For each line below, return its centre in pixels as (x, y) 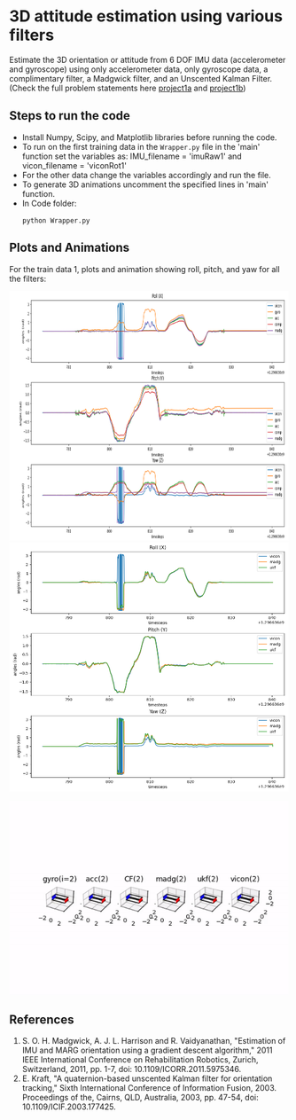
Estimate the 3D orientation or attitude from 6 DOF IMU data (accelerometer (148, 59)
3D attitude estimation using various (146, 16)
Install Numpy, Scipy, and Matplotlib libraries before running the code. (149, 137)
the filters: (28, 278)
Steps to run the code (70, 116)
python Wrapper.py (56, 220)
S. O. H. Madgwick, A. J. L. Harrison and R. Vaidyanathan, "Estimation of (154, 1041)
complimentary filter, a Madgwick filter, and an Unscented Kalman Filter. (141, 78)
